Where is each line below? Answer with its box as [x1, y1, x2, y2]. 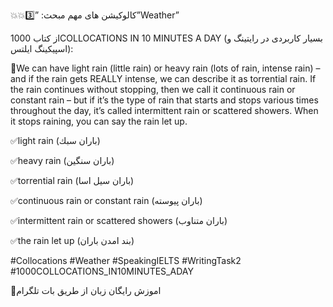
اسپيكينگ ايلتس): [10, 43, 74, 54]
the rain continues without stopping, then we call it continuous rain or [10, 84, 296, 95]
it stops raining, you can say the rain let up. [10, 115, 188, 127]
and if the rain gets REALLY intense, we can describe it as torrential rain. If [10, 73, 317, 84]
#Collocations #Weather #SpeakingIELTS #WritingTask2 [10, 255, 242, 266]
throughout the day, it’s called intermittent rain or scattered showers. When [10, 105, 319, 116]
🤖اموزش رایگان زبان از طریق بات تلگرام [10, 285, 162, 296]
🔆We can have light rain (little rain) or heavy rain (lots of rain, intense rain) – [10, 62, 321, 74]
